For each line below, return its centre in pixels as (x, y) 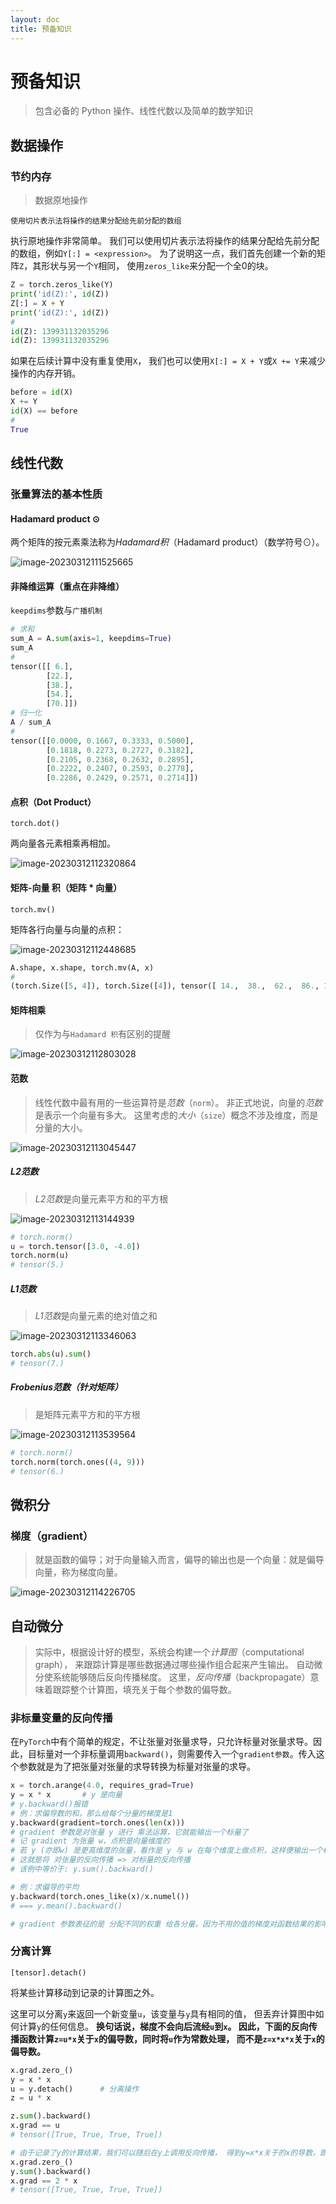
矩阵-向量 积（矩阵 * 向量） (66, 888)
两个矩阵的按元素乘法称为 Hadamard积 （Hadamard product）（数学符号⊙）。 (167, 542)
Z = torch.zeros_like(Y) (62, 285)
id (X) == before (44, 411)
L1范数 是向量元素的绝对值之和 (96, 1316)
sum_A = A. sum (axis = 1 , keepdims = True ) (91, 639)
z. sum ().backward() (51, 2116)
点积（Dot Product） (53, 802)
